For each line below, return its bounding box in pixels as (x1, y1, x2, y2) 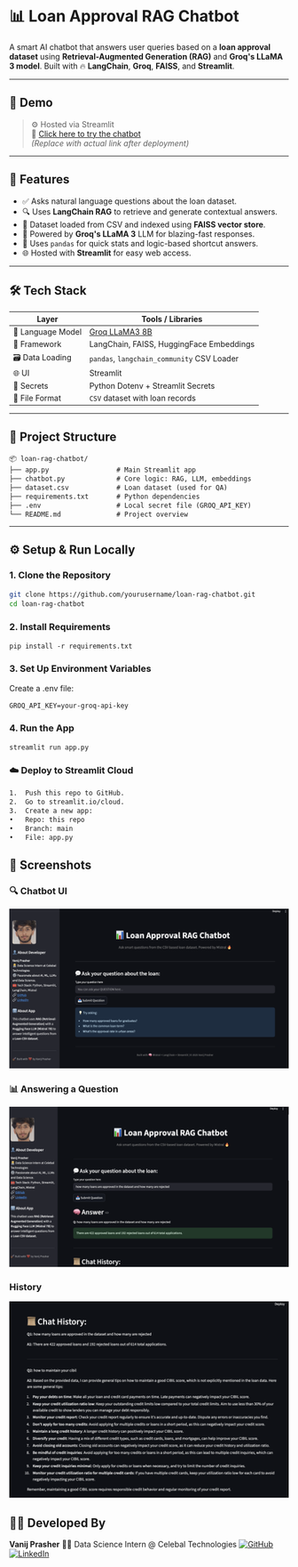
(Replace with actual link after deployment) (30, 138, 190, 149)
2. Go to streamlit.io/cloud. (9, 797, 125, 807)
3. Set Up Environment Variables (9, 663, 152, 675)
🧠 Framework (12, 339, 62, 350)
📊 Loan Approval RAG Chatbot (9, 6, 239, 27)
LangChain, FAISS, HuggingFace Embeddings (89, 339, 255, 350)
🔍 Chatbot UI (9, 884, 68, 897)
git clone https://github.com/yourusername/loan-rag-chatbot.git (9, 590, 255, 600)
